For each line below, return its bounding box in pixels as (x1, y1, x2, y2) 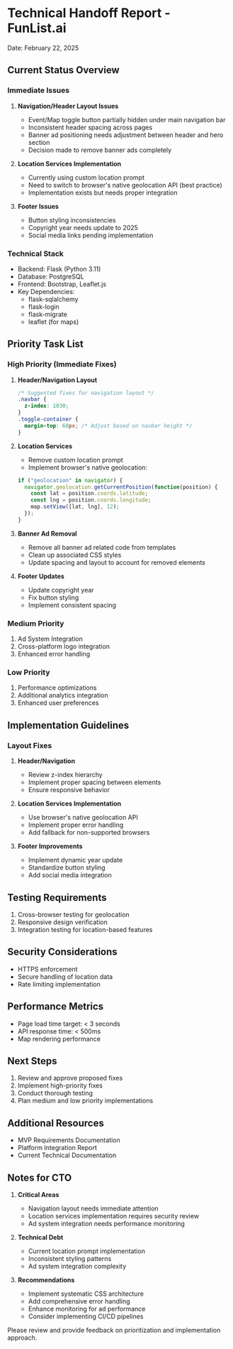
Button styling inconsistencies (28, 215, 116, 224)
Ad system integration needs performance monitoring (28, 1220, 186, 1228)
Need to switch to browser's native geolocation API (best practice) (28, 180, 223, 189)
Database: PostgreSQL (17, 272, 84, 281)
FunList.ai (7, 20, 67, 36)
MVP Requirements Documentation (17, 1136, 120, 1144)
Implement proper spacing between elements (28, 778, 161, 786)
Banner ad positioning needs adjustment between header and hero (28, 130, 224, 139)
